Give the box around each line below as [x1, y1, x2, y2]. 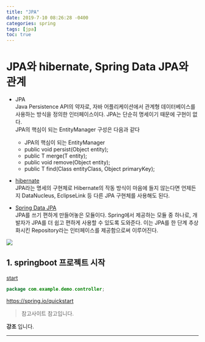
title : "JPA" [6, 9, 40, 15]
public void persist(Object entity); [24, 146, 109, 153]
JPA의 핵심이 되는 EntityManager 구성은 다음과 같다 [15, 126, 140, 133]
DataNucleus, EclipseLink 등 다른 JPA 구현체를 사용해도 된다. [21, 192, 170, 199]
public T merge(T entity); [24, 152, 87, 159]
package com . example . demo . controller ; [6, 286, 105, 292]
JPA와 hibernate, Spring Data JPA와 [6, 60, 189, 74]
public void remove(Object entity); [24, 159, 110, 166]
